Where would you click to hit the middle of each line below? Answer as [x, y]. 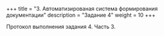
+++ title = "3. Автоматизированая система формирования [82, 9]
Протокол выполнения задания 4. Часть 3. [61, 27]
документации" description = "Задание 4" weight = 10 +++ [81, 15]
